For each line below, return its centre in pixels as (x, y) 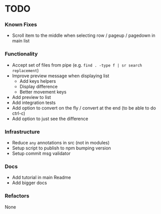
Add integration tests (34, 102)
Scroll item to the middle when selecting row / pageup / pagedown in (84, 35)
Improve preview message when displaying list (61, 76)
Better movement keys (43, 92)
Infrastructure (22, 132)
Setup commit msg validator (41, 153)
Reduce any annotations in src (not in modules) (61, 143)
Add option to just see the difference (50, 119)
